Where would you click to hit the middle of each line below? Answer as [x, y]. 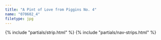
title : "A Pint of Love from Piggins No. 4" [51, 10]
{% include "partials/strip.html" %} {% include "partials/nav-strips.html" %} [81, 33]
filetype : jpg [19, 19]
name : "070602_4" [23, 14]
